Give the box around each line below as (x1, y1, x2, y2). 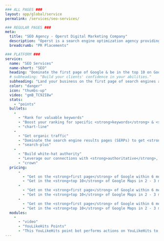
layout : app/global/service (5, 12, 62, 17)
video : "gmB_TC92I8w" (9, 93, 54, 97)
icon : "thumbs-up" (9, 88, 47, 93)
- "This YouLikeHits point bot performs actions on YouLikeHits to (18, 228, 159, 233)
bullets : (9, 106, 27, 111)
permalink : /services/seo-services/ (5, 16, 80, 21)
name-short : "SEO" (9, 65, 47, 71)
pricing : (9, 165, 27, 170)
